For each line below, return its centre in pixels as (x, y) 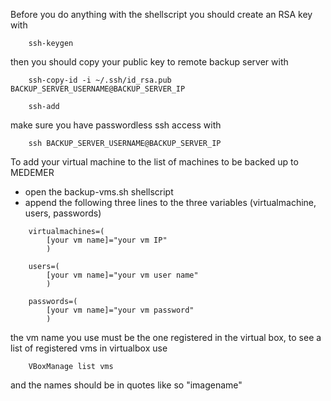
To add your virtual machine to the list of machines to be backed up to (154, 162)
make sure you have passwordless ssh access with (116, 125)
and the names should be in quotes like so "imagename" (126, 385)
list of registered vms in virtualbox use (89, 348)
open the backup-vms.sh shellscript (99, 192)
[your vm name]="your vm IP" (107, 240)
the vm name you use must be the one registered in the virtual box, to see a (166, 337)
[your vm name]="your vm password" (120, 310)
